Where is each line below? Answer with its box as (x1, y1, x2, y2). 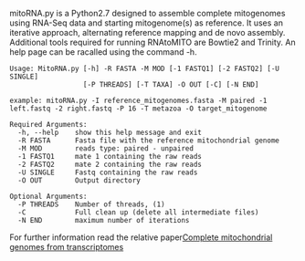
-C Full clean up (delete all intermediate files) (17, 208, 259, 217)
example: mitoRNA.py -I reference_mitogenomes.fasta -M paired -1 (9, 96, 268, 105)
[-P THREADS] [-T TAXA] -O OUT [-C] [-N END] (82, 80, 259, 89)
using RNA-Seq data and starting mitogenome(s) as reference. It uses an (9, 17, 283, 28)
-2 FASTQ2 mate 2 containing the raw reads (17, 160, 203, 169)
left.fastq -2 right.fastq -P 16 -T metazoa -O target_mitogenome (9, 104, 268, 113)
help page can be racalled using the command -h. (9, 47, 198, 57)
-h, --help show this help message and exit (17, 128, 203, 137)
